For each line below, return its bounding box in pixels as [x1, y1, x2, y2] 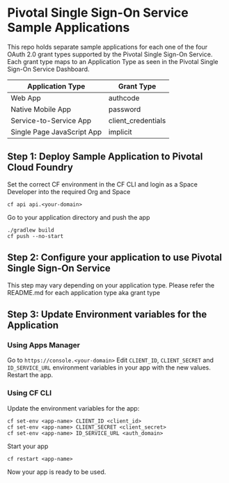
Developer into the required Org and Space [7, 187, 131, 196]
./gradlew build [7, 226, 54, 234]
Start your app [7, 442, 49, 450]
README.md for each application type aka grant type [7, 288, 160, 296]
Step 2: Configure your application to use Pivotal [7, 252, 223, 264]
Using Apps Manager [7, 340, 81, 349]
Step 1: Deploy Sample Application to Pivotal [7, 151, 203, 163]
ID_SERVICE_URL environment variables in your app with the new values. [7, 363, 211, 372]
